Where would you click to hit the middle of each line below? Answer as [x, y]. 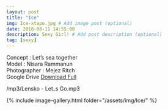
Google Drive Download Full [42, 77]
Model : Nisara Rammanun [40, 64]
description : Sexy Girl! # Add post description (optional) [85, 35]
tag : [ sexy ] [21, 40]
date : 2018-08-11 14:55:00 [41, 29]
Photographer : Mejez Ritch [41, 70]
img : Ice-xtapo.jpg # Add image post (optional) [69, 23]
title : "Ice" [23, 18]
